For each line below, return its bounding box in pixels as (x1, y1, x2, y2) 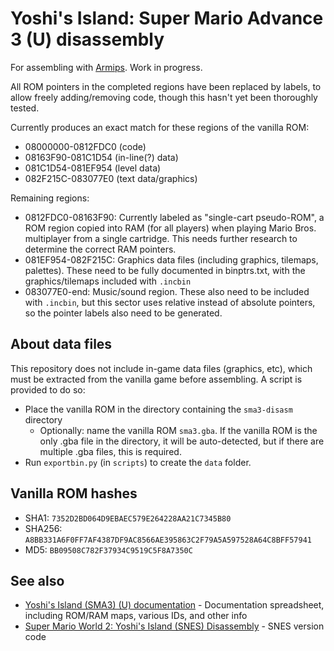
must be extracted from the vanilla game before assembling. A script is (10, 373, 303, 385)
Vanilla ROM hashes (10, 485, 138, 502)
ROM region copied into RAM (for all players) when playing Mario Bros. (24, 222, 317, 234)
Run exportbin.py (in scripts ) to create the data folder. (24, 456, 252, 468)
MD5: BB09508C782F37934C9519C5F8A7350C (24, 543, 193, 556)
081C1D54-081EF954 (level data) (24, 162, 162, 174)
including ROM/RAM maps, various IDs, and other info (24, 610, 248, 622)
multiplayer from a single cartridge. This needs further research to (24, 232, 298, 244)
